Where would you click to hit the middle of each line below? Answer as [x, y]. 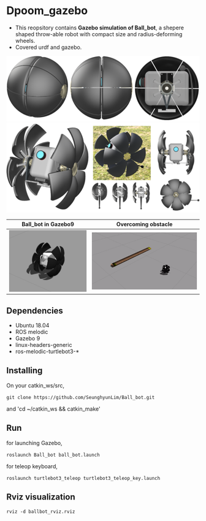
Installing [25, 371]
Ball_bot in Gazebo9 [48, 224]
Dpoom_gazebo [47, 11]
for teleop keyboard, [32, 466]
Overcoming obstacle [144, 224]
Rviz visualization [41, 497]
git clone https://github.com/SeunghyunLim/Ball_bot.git [81, 397]
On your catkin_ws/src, [36, 385]
